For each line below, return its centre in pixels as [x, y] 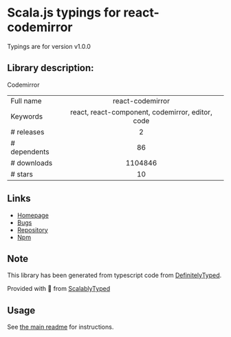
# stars [22, 174]
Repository [32, 229]
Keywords [27, 116]
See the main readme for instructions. [60, 327]
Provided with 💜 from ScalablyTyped [59, 289]
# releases [27, 132]
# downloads [32, 163]
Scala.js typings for [64, 13]
